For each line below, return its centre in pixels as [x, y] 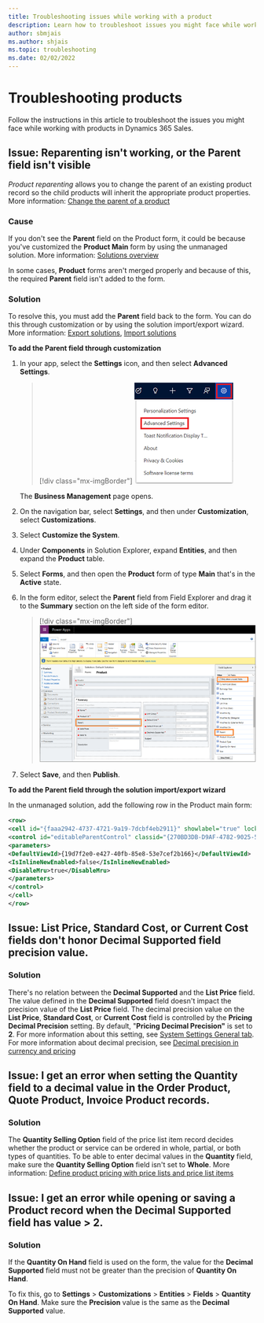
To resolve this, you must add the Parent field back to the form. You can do [130, 316]
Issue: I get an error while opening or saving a [122, 1197]
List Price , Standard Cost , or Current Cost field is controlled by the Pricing [130, 1017]
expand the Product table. [62, 559]
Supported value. [37, 1311]
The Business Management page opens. [86, 497]
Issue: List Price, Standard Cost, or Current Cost [128, 928]
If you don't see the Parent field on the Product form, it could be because [127, 238]
